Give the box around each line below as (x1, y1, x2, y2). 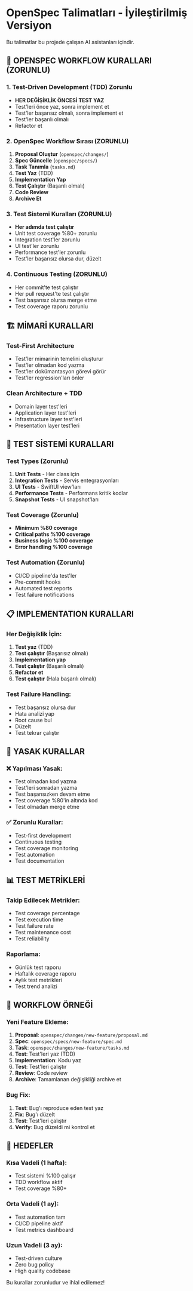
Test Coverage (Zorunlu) (6, 511, 79, 519)
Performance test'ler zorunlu (14, 249, 86, 256)
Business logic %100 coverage (14, 537, 94, 544)
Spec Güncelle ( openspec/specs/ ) (14, 157, 97, 164)
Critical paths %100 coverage (14, 530, 91, 538)
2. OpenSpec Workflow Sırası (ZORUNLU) (6, 137, 129, 145)
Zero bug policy (14, 1261, 54, 1268)
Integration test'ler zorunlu (14, 236, 81, 243)
